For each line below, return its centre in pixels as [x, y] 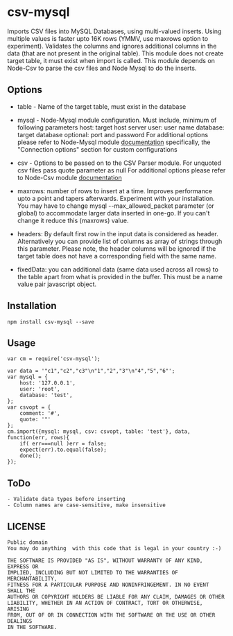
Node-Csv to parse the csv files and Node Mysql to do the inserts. [102, 68]
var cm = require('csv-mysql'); [54, 359]
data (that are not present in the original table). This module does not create [115, 53]
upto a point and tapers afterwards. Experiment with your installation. [116, 198]
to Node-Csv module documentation [70, 177]
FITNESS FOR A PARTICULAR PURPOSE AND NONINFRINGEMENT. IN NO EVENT [108, 585]
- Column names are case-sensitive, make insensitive [87, 505]
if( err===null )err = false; [63, 444]
